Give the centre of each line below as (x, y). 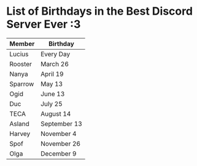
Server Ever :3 (44, 24)
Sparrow (22, 84)
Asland (19, 124)
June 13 (53, 94)
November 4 (59, 134)
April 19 (52, 74)
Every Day (56, 54)
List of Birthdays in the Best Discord (100, 11)
